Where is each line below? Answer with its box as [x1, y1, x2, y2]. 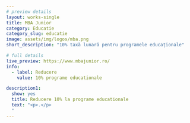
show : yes [11, 91, 36, 97]
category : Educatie [6, 25, 55, 31]
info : [6, 64, 20, 70]
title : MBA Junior [6, 20, 52, 26]
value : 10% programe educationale [17, 75, 102, 81]
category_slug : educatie [6, 31, 68, 37]
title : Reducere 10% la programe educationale [11, 96, 129, 103]
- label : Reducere [11, 69, 58, 75]
